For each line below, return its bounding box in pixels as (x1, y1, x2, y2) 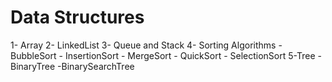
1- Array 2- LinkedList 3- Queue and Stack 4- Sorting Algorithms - (10, 39, 283, 51)
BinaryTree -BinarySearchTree (10, 60, 135, 72)
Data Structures (10, 6, 145, 29)
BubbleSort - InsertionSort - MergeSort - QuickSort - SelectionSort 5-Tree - (10, 49, 322, 61)
